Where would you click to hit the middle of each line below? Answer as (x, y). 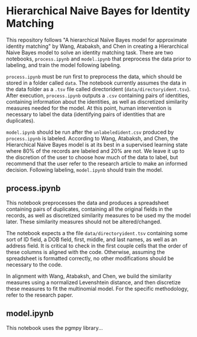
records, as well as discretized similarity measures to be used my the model (98, 215)
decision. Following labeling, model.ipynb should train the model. (85, 169)
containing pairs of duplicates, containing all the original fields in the (89, 209)
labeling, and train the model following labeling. (64, 65)
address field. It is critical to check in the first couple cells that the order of (97, 245)
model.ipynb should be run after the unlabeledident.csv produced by (90, 132)
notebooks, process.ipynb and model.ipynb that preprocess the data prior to (98, 59)
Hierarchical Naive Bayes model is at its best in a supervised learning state (97, 145)
